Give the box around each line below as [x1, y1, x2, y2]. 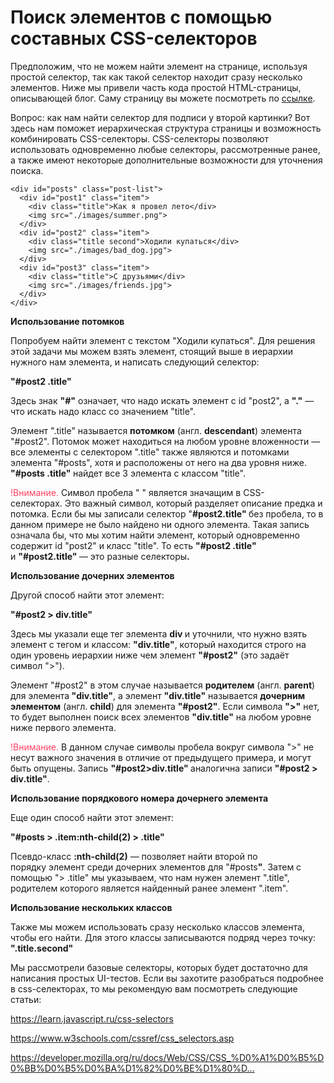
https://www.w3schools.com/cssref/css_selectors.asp [10, 1032, 235, 1044]
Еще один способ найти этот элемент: [10, 811, 175, 823]
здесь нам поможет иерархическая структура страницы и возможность [10, 122, 322, 134]
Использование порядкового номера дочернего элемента [10, 792, 269, 804]
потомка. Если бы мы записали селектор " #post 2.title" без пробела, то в [10, 507, 324, 520]
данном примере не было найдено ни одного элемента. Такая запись [10, 518, 310, 530]
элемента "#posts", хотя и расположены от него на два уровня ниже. [10, 456, 307, 468]
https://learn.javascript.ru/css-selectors [10, 1012, 174, 1025]
